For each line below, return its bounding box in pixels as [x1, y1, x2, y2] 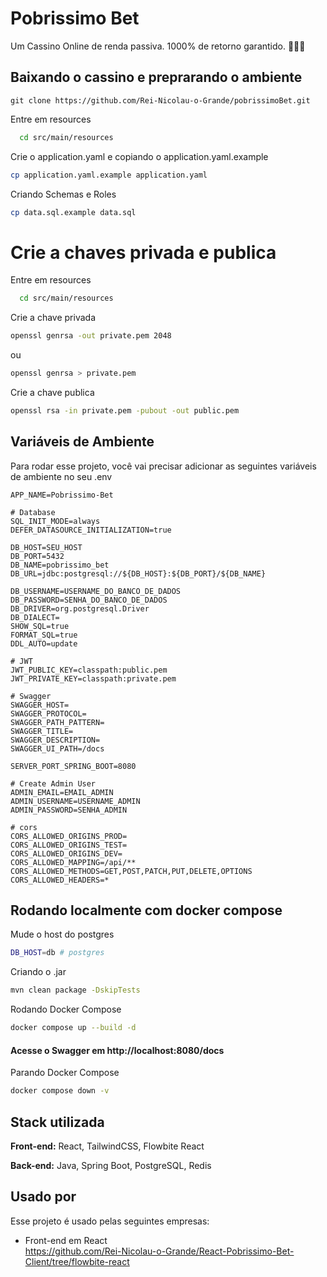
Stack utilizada [10, 1113, 105, 1131]
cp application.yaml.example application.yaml [10, 170, 208, 180]
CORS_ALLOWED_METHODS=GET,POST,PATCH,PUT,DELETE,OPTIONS [10, 866, 253, 876]
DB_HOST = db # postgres [10, 948, 105, 958]
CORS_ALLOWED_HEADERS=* [10, 875, 110, 885]
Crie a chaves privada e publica [10, 241, 277, 264]
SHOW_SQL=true [10, 621, 70, 631]
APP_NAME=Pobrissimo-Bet [10, 490, 114, 500]
